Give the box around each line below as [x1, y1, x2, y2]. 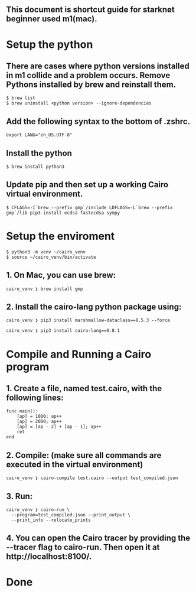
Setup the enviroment [6, 230, 115, 243]
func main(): [6, 408, 38, 414]
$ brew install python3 [6, 164, 65, 170]
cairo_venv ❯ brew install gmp [6, 286, 83, 292]
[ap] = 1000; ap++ [17, 414, 62, 419]
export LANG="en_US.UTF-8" [6, 132, 73, 138]
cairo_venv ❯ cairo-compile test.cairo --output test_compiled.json [6, 475, 178, 481]
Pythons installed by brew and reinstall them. [6, 79, 176, 89]
